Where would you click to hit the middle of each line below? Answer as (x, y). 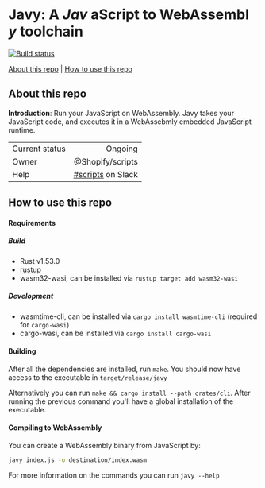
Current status (39, 149)
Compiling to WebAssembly (55, 428)
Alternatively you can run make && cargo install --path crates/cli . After (130, 393)
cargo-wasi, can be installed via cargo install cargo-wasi (115, 333)
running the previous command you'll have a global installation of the (121, 401)
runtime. (22, 130)
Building (22, 351)
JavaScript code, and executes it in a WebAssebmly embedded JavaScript (130, 122)
